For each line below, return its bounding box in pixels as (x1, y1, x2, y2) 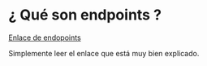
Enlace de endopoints (8, 33, 81, 42)
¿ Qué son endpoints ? (8, 6, 162, 24)
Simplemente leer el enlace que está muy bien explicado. (8, 48, 200, 58)
